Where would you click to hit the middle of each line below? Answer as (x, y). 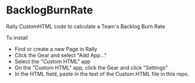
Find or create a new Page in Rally (56, 49)
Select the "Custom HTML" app (53, 61)
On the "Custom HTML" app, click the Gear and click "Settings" (91, 67)
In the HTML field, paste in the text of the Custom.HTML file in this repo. (102, 74)
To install (17, 37)
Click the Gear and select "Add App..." (60, 55)
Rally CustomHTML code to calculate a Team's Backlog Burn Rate (86, 26)
